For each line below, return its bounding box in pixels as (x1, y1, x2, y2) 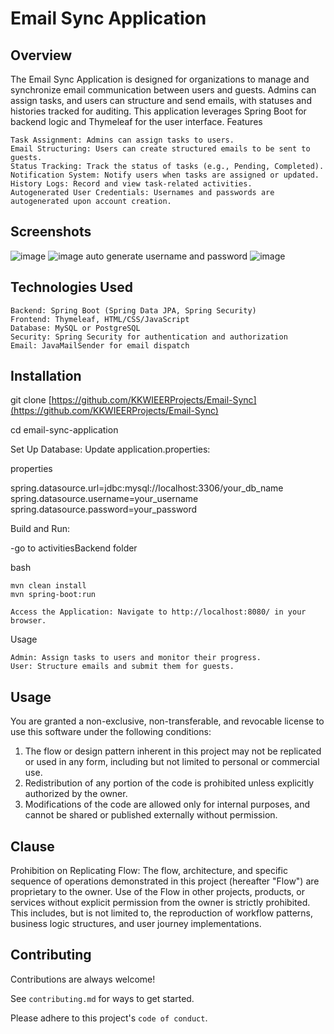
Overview (10, 47, 73, 64)
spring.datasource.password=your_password (10, 503, 198, 516)
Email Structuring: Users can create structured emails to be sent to (10, 144, 311, 154)
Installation (10, 368, 82, 385)
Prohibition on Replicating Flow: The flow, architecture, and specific (10, 865, 288, 877)
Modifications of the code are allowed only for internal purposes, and (24, 798, 310, 811)
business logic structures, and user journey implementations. (10, 918, 262, 930)
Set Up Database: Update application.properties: (10, 443, 211, 456)
